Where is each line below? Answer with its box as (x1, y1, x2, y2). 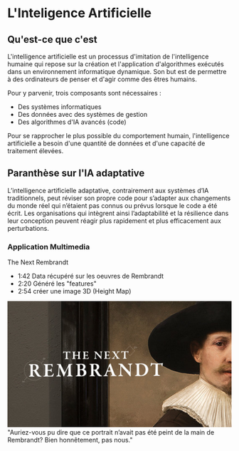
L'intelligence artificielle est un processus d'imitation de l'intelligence (7, 52, 209, 61)
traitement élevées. (7, 147, 64, 155)
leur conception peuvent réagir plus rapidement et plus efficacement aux (7, 216, 222, 225)
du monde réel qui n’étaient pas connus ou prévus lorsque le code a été (7, 201, 218, 209)
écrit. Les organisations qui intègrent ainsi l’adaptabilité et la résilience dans (7, 209, 229, 217)
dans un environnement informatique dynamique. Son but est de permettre (7, 68, 227, 76)
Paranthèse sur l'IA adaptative (7, 167, 145, 180)
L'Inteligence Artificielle (7, 5, 152, 21)
